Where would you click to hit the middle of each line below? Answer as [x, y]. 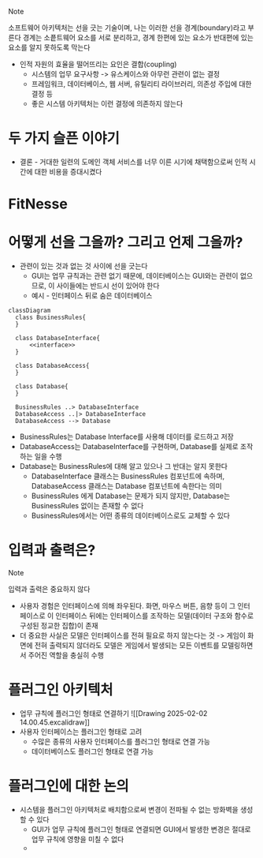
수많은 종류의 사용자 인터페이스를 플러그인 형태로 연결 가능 [121, 741]
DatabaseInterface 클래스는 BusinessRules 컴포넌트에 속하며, [128, 476]
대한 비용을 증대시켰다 [68, 171]
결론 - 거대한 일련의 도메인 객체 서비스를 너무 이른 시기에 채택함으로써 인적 [133, 162]
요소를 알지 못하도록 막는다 [49, 47]
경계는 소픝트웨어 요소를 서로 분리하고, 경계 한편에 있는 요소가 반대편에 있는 [138, 37]
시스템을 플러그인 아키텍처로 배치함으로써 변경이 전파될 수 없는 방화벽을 [129, 809]
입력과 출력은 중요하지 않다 [49, 589]
